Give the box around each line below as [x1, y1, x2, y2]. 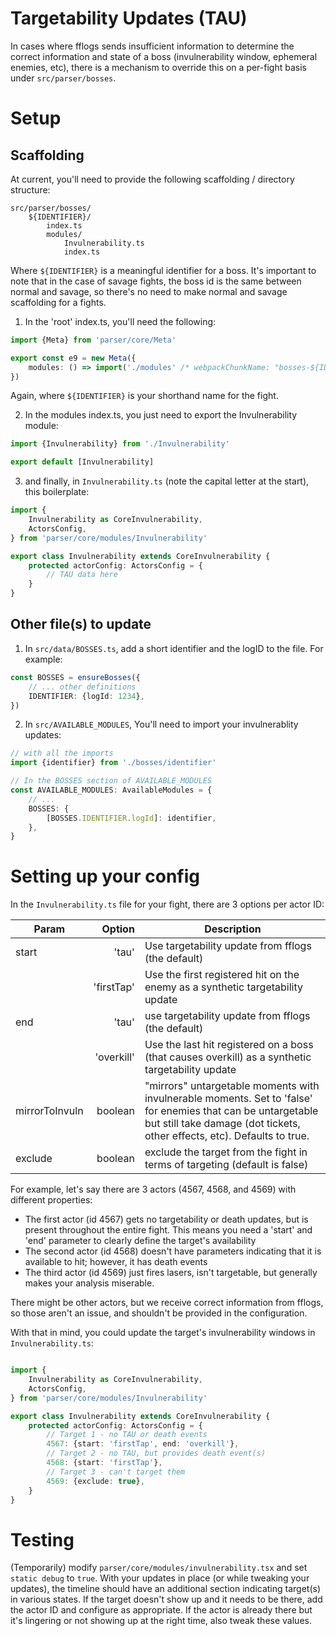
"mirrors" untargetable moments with [144, 1079, 320, 1093]
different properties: [10, 1194, 93, 1206]
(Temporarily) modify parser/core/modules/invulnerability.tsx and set [10, 1562, 308, 1574]
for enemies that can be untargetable [144, 1104, 319, 1118]
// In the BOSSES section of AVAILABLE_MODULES [10, 776, 213, 786]
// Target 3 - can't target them [46, 1467, 186, 1477]
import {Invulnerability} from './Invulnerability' [10, 439, 230, 449]
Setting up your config [10, 865, 200, 888]
